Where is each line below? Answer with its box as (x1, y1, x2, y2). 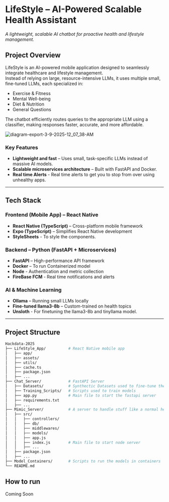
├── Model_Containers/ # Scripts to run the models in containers (5, 459, 161, 464)
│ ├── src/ (5, 412, 33, 417)
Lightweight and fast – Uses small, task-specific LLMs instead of (12, 156, 148, 162)
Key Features (5, 144, 39, 151)
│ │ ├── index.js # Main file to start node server (5, 440, 141, 445)
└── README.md (5, 463, 35, 468)
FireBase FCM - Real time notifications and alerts (12, 274, 115, 280)
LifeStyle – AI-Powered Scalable (5, 4, 142, 15)
